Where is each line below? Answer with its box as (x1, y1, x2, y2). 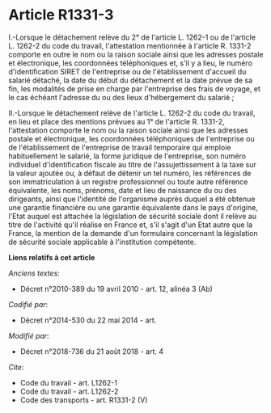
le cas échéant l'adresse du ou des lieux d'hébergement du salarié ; (8, 92, 235, 102)
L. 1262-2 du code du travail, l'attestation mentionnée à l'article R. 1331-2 (8, 40, 252, 50)
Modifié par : (8, 331, 50, 340)
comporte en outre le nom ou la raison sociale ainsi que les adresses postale (8, 49, 265, 59)
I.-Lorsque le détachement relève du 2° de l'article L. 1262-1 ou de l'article (8, 32, 256, 42)
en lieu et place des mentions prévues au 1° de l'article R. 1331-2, (8, 116, 225, 126)
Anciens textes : (8, 268, 61, 278)
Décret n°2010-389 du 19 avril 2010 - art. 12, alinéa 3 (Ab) (19, 284, 213, 293)
